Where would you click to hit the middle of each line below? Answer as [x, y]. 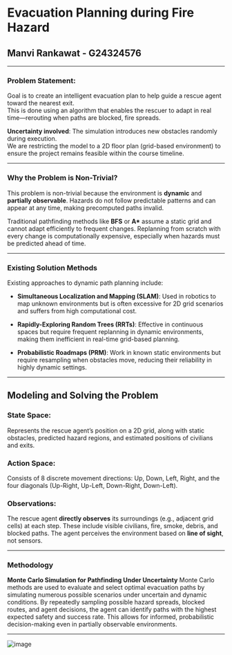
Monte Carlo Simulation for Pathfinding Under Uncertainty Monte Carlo [111, 580]
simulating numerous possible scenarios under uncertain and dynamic [107, 595]
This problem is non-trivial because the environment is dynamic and [105, 193]
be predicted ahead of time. [47, 243]
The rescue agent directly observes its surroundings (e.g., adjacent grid [110, 518]
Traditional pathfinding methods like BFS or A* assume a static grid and [109, 221]
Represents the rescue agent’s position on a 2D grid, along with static [106, 430]
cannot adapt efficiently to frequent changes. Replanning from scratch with [114, 228]
